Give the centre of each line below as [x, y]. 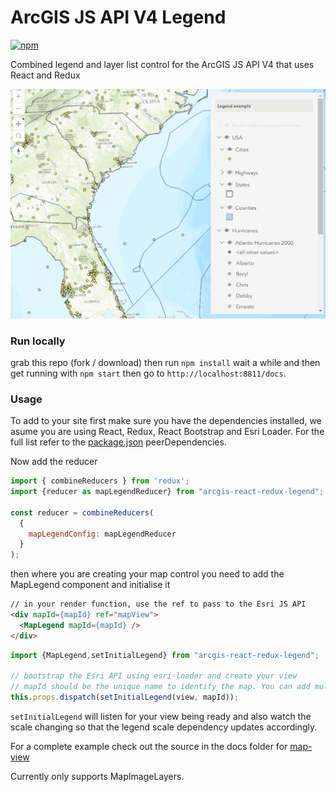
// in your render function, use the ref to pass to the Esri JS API [158, 604]
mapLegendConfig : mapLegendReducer [102, 534]
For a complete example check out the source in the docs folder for [149, 747]
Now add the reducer [54, 462]
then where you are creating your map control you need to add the [147, 574]
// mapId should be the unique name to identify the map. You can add [160, 687]
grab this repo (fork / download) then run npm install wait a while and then [165, 362]
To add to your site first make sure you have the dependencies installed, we [166, 421]
